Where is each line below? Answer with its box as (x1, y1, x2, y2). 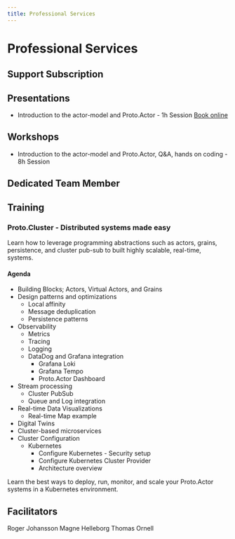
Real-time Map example (27, 412, 97, 420)
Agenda (7, 269, 31, 278)
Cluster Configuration (17, 434, 80, 443)
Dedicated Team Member (7, 178, 121, 189)
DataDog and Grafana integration (27, 352, 124, 361)
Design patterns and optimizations (17, 293, 117, 301)
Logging (27, 345, 53, 353)
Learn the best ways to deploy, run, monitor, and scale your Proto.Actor (7, 478, 214, 486)
